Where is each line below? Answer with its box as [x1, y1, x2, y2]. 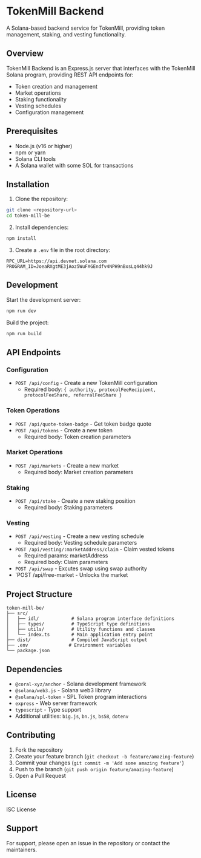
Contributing [6, 730, 56, 740]
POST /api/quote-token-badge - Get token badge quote [15, 420, 151, 427]
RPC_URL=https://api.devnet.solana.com [6, 258, 107, 264]
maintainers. [6, 846, 38, 853]
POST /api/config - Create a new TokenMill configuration [15, 380, 157, 387]
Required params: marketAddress [24, 552, 108, 559]
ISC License [6, 806, 36, 813]
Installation [6, 179, 50, 189]
